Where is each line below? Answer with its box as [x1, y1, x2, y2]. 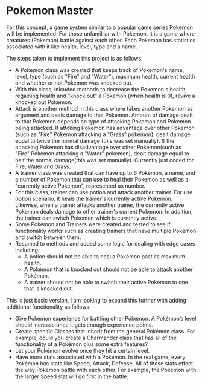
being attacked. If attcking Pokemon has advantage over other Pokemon [14, 124, 195, 131]
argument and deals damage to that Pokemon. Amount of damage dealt [14, 111, 193, 119]
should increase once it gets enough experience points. [14, 321, 154, 329]
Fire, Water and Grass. [14, 163, 71, 170]
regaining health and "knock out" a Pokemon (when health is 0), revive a [14, 92, 195, 99]
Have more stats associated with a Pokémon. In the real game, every [14, 353, 186, 361]
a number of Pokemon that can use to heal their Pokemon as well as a [14, 175, 189, 183]
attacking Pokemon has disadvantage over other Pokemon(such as [14, 143, 182, 151]
